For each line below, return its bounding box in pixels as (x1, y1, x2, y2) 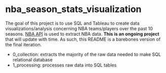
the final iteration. (5, 41, 42, 47)
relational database (12, 56, 53, 62)
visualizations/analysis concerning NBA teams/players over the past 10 (5, 25, 153, 31)
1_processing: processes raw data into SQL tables (12, 62, 117, 68)
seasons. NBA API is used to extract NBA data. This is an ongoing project (5, 31, 159, 37)
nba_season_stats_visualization (5, 4, 142, 15)
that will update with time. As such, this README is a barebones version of (5, 36, 161, 42)
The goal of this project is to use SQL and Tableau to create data (5, 20, 140, 26)
